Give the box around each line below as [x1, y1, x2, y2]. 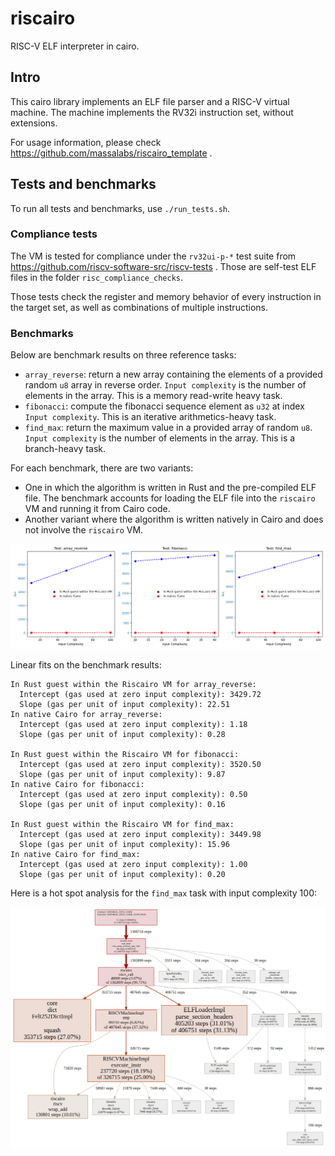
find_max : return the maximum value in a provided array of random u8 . [24, 422, 313, 434]
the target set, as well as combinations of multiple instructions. [10, 301, 268, 313]
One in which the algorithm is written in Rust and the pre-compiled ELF [24, 482, 317, 494]
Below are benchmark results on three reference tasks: [10, 349, 237, 361]
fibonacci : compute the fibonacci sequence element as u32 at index [24, 400, 305, 412]
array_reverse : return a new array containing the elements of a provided [24, 368, 323, 381]
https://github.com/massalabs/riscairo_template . [10, 147, 213, 159]
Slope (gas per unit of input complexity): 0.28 [19, 729, 226, 739]
